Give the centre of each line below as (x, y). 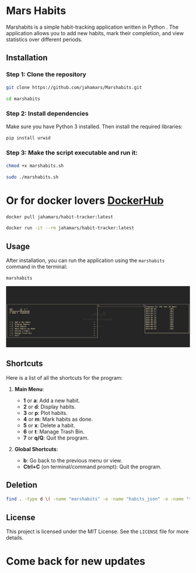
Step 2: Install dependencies (47, 114)
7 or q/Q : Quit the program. (56, 438)
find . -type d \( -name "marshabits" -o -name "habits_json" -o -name (95, 499)
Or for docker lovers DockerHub (85, 200)
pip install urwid (28, 138)
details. (15, 538)
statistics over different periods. (44, 39)
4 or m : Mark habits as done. (58, 419)
